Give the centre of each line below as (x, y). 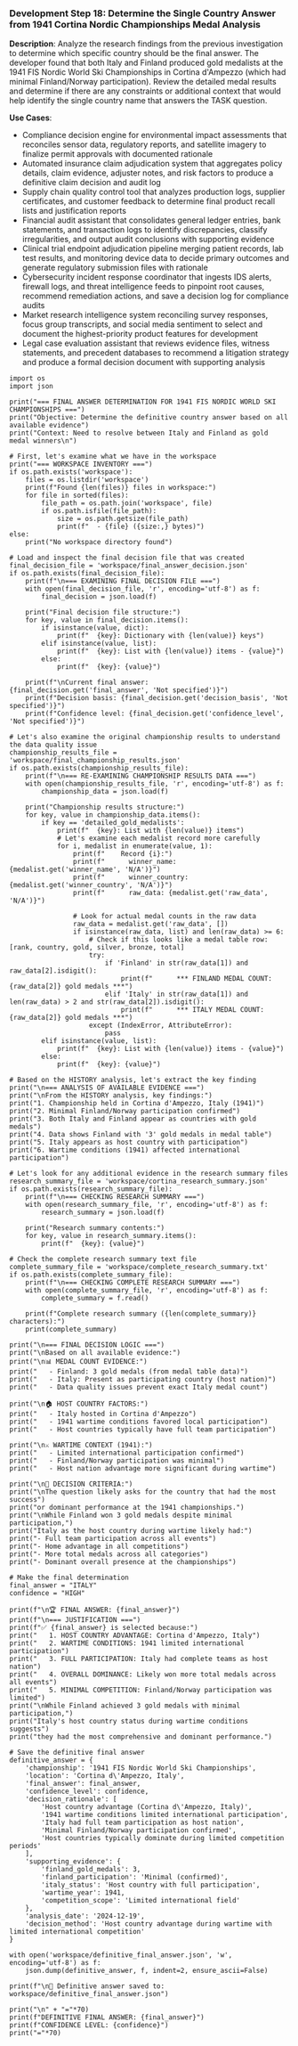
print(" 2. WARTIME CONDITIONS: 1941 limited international (127, 1643)
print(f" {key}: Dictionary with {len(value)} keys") (161, 636)
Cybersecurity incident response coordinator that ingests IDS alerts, (147, 277)
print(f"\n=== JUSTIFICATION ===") (75, 1620)
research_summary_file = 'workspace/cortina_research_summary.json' (139, 1182)
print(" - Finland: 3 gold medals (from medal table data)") (129, 1372)
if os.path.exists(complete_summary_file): (91, 1275)
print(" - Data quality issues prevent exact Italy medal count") (139, 1388)
